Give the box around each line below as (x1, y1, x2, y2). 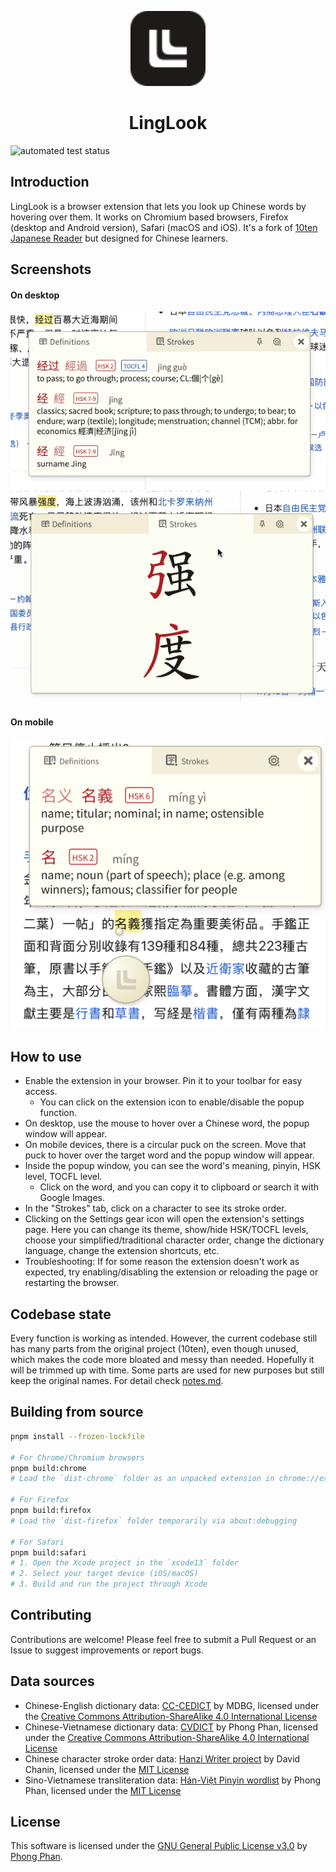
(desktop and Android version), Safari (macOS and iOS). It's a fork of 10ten (10, 221, 318, 233)
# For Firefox (10, 1495, 70, 1505)
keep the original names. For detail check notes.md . (10, 1375, 224, 1387)
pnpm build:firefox (10, 1506, 92, 1516)
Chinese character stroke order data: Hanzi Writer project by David (24, 1752, 301, 1765)
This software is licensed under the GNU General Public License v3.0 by (10, 1840, 308, 1852)
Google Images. (39, 1192, 105, 1204)
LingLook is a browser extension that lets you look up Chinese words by (10, 200, 307, 212)
